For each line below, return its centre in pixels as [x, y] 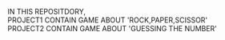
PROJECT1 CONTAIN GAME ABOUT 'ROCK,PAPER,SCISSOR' [108, 20]
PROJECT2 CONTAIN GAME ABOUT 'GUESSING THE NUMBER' [112, 28]
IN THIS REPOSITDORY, [46, 12]
